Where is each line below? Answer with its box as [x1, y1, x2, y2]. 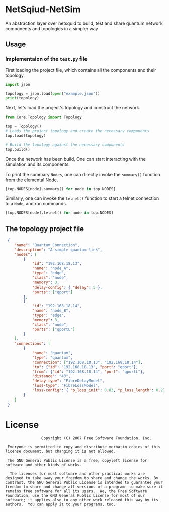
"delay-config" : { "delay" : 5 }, [32, 285, 102, 290]
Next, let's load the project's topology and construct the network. [5, 105, 141, 111]
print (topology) [5, 96, 39, 101]
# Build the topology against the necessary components [5, 142, 125, 147]
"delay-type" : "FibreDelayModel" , [32, 378, 105, 384]
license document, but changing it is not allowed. [5, 449, 116, 454]
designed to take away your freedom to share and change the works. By [5, 475, 158, 480]
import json [5, 82, 30, 87]
